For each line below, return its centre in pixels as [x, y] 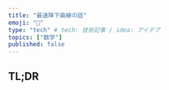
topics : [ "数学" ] [35, 37]
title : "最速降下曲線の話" [48, 15]
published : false [37, 45]
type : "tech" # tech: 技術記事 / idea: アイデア [84, 30]
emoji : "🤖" [26, 23]
